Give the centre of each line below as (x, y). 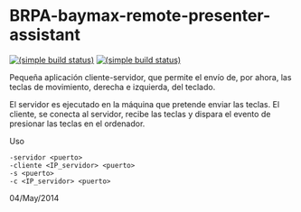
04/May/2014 (34, 198)
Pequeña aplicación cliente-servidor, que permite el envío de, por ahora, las (150, 77)
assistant (45, 35)
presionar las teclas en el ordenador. (77, 124)
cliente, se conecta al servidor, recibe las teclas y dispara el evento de (140, 114)
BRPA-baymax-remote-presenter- (140, 16)
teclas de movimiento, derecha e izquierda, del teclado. (113, 87)
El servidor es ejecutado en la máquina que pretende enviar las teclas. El (145, 104)
